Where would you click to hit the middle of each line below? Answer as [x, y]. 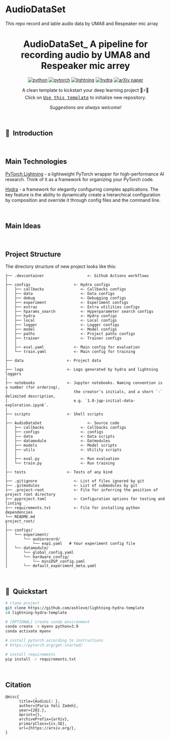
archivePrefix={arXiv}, [44, 719]
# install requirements [31, 654]
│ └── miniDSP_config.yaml [45, 562]
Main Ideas [23, 226]
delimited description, [31, 396]
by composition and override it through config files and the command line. [83, 200]
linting [13, 503]
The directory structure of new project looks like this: [61, 267]
